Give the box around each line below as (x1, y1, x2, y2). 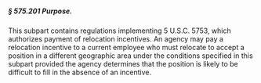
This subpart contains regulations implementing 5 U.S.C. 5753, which (8, 26, 231, 35)
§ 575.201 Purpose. (8, 6, 73, 16)
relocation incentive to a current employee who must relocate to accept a (8, 42, 245, 52)
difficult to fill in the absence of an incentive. (8, 67, 151, 77)
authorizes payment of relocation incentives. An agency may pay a (8, 34, 223, 43)
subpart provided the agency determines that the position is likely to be (8, 59, 238, 68)
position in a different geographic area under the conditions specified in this (8, 51, 253, 60)
